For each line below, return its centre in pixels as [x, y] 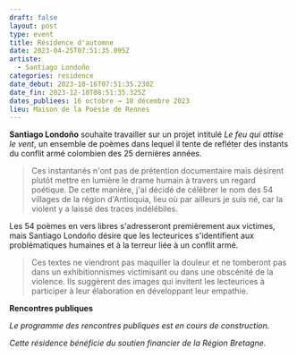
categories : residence [51, 76]
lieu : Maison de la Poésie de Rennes [80, 109]
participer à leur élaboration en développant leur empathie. [140, 291]
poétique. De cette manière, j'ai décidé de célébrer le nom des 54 [152, 190]
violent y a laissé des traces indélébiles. [105, 209]
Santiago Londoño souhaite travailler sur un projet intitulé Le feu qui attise [146, 134]
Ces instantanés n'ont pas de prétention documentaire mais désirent [157, 171]
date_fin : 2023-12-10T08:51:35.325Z [77, 92]
